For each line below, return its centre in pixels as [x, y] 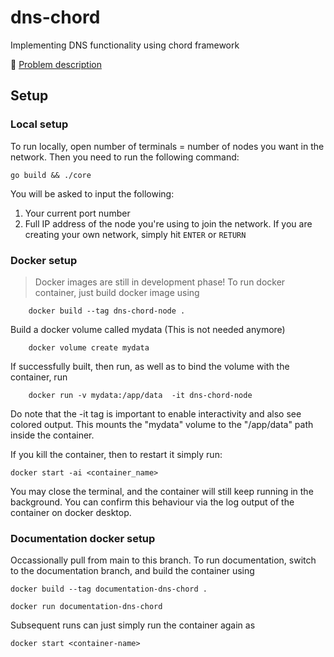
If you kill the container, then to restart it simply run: [116, 454]
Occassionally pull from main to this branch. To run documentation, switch [163, 560]
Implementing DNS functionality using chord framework [125, 45]
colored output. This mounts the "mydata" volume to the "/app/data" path [162, 424]
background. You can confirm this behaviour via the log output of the [152, 502]
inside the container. [52, 435]
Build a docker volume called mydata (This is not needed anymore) [148, 329]
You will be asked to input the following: [92, 193]
